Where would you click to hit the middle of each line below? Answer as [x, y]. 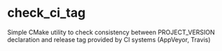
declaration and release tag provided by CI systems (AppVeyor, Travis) [109, 39]
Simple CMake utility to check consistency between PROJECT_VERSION [111, 32]
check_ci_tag [47, 13]
